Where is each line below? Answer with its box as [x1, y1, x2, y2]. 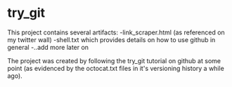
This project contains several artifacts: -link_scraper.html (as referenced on [7, 28, 225, 36]
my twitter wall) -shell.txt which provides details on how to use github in [7, 35, 216, 43]
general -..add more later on [7, 43, 89, 51]
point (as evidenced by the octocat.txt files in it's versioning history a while [7, 64, 225, 72]
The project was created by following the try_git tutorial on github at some [7, 56, 221, 65]
